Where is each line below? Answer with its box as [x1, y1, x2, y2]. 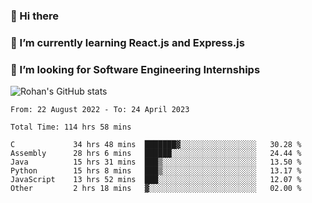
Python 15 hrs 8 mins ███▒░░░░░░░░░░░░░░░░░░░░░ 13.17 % [10, 166, 302, 176]
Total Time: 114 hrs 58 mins [10, 122, 132, 133]
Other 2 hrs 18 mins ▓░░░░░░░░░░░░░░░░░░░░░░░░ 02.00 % [10, 184, 302, 194]
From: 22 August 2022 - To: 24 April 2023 [10, 105, 190, 115]
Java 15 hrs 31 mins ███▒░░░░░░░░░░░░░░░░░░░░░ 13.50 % [10, 157, 302, 168]
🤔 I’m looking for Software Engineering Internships [10, 62, 261, 76]
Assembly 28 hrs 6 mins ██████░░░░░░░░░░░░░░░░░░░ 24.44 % [10, 149, 302, 159]
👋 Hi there [10, 9, 60, 23]
